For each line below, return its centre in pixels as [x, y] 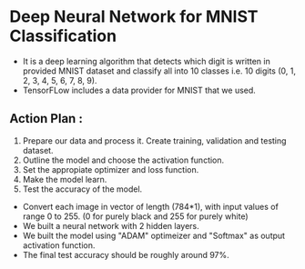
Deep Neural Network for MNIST [134, 17]
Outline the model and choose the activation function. [123, 160]
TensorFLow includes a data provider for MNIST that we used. [139, 90]
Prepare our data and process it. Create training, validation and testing [154, 140]
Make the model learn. [65, 179]
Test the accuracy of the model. [82, 189]
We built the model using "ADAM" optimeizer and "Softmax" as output [153, 235]
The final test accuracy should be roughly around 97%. [126, 254]
